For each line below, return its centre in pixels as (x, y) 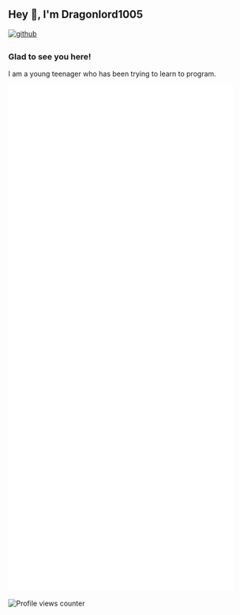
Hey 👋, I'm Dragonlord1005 (76, 15)
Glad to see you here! (50, 56)
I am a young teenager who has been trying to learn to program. (112, 74)
